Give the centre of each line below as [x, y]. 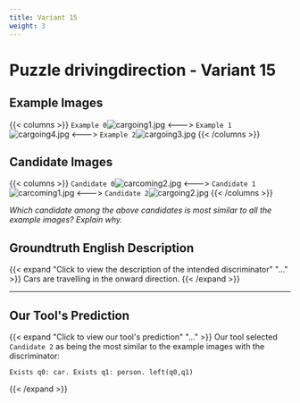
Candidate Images [61, 162]
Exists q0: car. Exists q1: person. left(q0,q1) [101, 372]
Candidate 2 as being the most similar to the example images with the [137, 346]
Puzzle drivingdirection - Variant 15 [143, 70]
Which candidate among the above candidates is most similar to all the [141, 210]
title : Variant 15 [43, 17]
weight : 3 [28, 26]
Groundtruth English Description [102, 248]
